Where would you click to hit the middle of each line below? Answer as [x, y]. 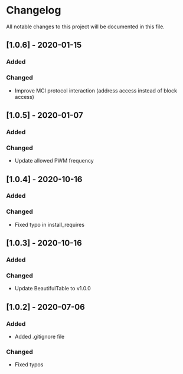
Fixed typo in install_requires [49, 224]
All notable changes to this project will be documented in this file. [86, 27]
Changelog [34, 10]
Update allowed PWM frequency [54, 161]
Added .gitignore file [40, 337]
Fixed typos [29, 365]
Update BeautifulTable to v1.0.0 [53, 289]
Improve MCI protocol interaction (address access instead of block [96, 90]
